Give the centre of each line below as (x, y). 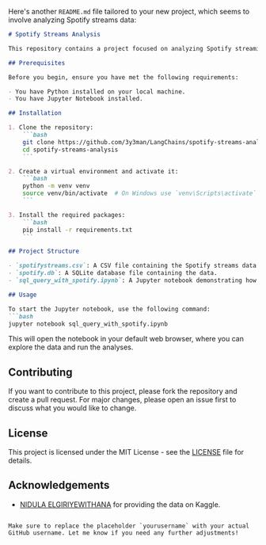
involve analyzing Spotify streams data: (72, 20)
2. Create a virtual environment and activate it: (93, 171)
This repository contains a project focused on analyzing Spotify (120, 48)
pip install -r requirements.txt (78, 230)
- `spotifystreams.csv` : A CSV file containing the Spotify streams (123, 266)
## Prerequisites (37, 63)
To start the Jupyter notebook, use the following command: (110, 309)
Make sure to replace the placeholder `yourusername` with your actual (129, 526)
